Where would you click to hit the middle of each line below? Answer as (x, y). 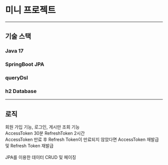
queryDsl (17, 78)
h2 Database (21, 91)
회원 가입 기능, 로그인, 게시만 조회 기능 (42, 127)
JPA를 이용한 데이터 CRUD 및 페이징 (41, 157)
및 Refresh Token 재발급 (29, 146)
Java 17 (14, 51)
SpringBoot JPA (25, 64)
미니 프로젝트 (30, 10)
